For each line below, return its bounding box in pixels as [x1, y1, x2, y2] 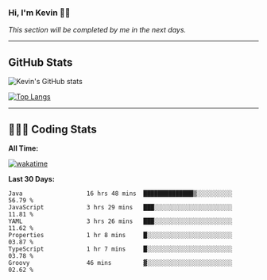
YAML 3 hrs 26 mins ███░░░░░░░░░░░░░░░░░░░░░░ [8, 217, 233, 225]
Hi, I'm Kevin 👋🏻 [8, 7, 71, 18]
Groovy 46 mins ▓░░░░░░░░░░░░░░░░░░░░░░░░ [8, 259, 233, 267]
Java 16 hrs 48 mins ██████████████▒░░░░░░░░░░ [8, 190, 233, 198]
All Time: [8, 143, 39, 153]
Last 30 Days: [8, 174, 56, 183]
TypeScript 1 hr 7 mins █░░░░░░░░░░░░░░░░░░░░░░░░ [8, 245, 233, 253]
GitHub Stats [8, 56, 73, 69]
